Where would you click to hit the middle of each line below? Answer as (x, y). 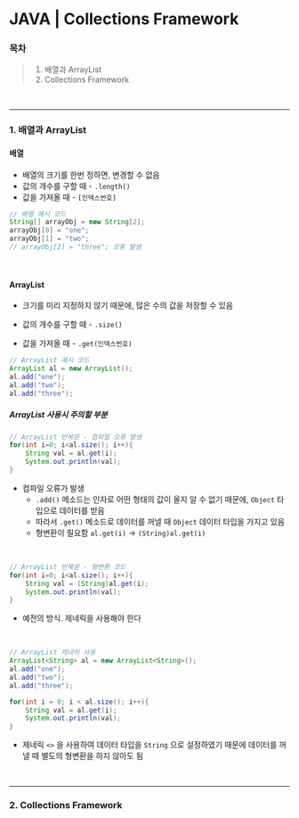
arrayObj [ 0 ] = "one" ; (49, 231)
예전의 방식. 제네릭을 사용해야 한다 (81, 618)
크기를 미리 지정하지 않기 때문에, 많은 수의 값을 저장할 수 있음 (128, 306)
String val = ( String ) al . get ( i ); (87, 583)
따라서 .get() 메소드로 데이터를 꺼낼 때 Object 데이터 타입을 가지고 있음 (160, 521)
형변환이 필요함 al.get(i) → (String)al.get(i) (121, 533)
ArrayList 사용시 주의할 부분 (59, 415)
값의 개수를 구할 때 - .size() (72, 325)
